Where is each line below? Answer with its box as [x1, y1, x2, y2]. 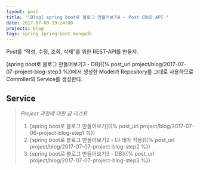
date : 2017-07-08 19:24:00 [6, 20, 73, 26]
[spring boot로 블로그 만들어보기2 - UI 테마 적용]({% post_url [29, 136, 175, 143]
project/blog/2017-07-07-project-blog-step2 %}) [29, 143, 150, 150]
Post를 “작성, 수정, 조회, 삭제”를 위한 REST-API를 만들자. [6, 48, 139, 55]
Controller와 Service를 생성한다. [6, 76, 83, 83]
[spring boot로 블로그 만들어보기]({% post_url [29, 122, 139, 129]
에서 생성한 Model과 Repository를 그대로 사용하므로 [72, 68, 194, 75]
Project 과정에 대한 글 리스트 [20, 110, 88, 117]
